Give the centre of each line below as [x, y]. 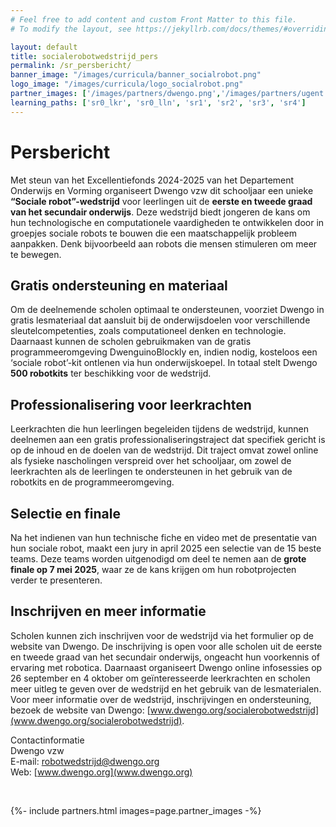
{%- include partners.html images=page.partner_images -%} [136, 810]
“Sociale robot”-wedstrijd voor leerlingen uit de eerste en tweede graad [161, 201]
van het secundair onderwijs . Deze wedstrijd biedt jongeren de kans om [160, 212]
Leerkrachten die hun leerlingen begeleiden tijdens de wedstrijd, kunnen [159, 429]
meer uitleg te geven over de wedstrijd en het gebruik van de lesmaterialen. [166, 688]
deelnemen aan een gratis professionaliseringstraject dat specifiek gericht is [168, 440]
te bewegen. [36, 254]
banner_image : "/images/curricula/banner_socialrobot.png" [136, 75]
